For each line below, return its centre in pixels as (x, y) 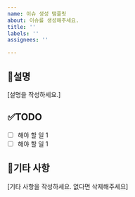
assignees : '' (28, 40)
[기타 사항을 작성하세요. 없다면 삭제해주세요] (68, 186)
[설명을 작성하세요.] (34, 94)
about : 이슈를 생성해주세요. (43, 20)
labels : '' (23, 33)
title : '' (22, 27)
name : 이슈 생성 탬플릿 (37, 14)
